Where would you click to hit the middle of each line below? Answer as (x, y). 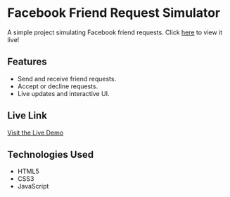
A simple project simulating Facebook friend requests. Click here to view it (115, 32)
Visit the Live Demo (36, 133)
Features (27, 62)
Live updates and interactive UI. (63, 93)
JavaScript (33, 186)
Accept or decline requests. (58, 86)
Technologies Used (50, 155)
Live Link (27, 116)
